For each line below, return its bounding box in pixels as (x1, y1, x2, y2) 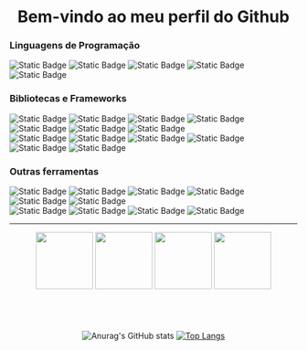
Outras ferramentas (9, 164, 99, 177)
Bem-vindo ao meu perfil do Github (17, 6, 290, 27)
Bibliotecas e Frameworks (9, 92, 127, 105)
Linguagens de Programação (9, 39, 141, 52)
